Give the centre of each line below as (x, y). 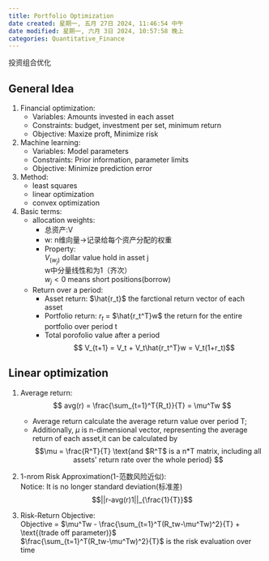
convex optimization (66, 203)
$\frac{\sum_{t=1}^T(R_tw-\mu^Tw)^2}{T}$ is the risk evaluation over (136, 541)
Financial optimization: (58, 108)
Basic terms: (41, 212)
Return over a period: (68, 289)
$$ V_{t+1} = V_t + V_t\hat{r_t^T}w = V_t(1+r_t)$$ (154, 347)
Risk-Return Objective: (58, 515)
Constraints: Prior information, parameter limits (110, 160)
